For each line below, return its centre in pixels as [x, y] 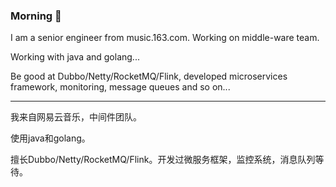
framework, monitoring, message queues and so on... [120, 87]
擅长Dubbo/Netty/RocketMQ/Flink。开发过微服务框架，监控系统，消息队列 [163, 160]
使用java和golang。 [50, 138]
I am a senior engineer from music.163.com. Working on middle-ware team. [165, 38]
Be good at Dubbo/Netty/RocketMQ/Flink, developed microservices [149, 76]
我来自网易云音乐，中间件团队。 [76, 117]
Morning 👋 [36, 16]
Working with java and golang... [75, 57]
